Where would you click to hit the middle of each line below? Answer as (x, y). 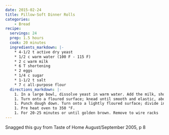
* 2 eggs (23, 71)
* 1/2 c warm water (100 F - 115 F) (53, 57)
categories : (18, 19)
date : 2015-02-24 (23, 10)
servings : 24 (23, 33)
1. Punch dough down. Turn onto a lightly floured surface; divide (86, 104)
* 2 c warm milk (31, 61)
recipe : (13, 29)
